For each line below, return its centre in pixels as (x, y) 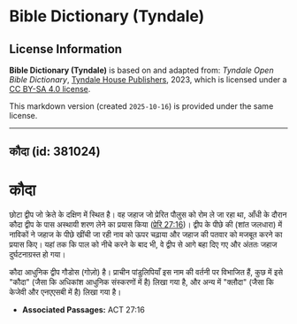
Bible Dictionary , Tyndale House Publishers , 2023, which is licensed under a (148, 80)
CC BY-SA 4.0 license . (50, 89)
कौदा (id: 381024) (55, 152)
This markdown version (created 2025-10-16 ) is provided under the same (141, 106)
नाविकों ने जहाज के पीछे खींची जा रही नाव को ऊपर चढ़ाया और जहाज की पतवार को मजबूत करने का (146, 235)
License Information (65, 49)
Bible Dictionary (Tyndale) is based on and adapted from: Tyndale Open (141, 70)
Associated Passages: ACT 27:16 (84, 310)
